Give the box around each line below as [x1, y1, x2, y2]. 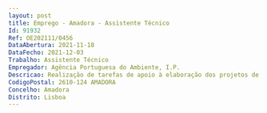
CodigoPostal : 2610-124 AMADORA [8, 78, 116, 86]
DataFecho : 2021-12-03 [8, 49, 84, 56]
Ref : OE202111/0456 [8, 33, 74, 42]
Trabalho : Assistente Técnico [8, 56, 110, 64]
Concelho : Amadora [8, 85, 70, 94]
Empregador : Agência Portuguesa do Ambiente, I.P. [8, 64, 181, 72]
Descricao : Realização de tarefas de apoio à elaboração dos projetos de [8, 71, 260, 79]
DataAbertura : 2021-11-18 [8, 41, 94, 49]
